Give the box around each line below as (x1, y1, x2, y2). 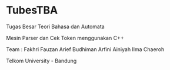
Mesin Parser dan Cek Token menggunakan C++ (6, 34, 125, 41)
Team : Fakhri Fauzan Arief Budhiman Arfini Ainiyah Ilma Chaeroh (6, 45, 165, 53)
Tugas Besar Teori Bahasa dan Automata (6, 23, 105, 30)
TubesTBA (6, 4, 58, 17)
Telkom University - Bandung (6, 57, 77, 64)
